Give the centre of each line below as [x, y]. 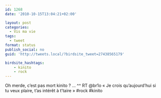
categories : [17, 27]
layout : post [18, 23]
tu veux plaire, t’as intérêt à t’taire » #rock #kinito [54, 91]
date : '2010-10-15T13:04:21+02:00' [41, 14]
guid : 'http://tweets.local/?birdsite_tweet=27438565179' [65, 54]
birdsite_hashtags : [25, 63]
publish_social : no [25, 49]
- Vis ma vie [23, 32]
